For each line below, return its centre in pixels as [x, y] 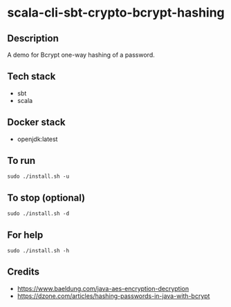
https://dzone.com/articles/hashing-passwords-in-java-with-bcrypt [113, 296]
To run [21, 161]
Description [33, 38]
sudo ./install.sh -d [38, 214]
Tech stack [31, 76]
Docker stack [36, 122]
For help [25, 235]
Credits [24, 272]
